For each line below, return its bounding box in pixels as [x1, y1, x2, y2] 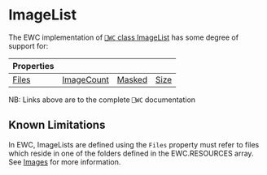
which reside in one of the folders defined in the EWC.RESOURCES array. [8, 148, 254, 158]
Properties [12, 60, 55, 71]
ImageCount [62, 74, 110, 85]
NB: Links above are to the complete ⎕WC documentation [8, 95, 196, 105]
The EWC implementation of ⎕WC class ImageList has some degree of [8, 32, 239, 42]
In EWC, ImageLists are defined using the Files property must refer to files [8, 139, 260, 149]
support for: [8, 41, 49, 50]
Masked [116, 74, 148, 85]
